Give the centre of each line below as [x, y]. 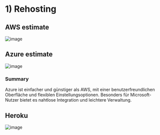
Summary [17, 79]
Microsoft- [141, 95]
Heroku [17, 116]
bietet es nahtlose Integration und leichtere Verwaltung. [76, 100]
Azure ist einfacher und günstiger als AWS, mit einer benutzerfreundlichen [80, 90]
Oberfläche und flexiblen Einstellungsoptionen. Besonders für [67, 95]
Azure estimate [29, 54]
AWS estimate [27, 27]
